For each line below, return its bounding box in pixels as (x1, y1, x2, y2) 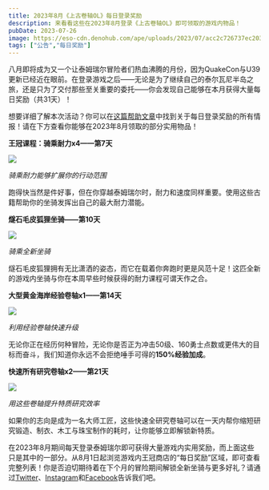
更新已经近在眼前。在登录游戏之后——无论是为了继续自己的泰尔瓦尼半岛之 (8, 74, 254, 84)
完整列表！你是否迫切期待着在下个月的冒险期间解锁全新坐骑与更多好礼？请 (8, 463, 254, 472)
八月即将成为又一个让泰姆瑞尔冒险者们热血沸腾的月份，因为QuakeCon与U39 (8, 65, 261, 74)
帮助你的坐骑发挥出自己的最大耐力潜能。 (14, 198, 149, 207)
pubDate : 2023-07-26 (8, 26, 78, 34)
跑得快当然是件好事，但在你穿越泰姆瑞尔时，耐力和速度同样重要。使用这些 (8, 187, 254, 197)
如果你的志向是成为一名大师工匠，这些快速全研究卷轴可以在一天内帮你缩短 (8, 416, 254, 425)
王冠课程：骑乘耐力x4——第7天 (8, 139, 113, 148)
